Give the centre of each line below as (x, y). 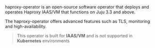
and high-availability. (26, 26)
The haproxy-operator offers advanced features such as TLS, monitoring (77, 21)
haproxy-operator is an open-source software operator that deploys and (77, 7)
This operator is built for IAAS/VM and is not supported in (75, 36)
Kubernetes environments (43, 41)
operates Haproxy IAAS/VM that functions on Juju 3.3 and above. (70, 12)
